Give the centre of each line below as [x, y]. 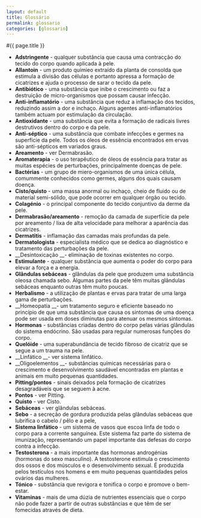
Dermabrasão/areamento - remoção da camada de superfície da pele [102, 217]
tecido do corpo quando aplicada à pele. [65, 64]
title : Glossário [28, 17]
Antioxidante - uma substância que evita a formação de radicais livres [102, 121]
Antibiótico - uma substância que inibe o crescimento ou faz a [92, 89]
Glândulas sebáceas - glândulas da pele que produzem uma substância [104, 274]
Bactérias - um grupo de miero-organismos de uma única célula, [95, 172]
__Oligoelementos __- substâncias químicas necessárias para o [93, 363]
